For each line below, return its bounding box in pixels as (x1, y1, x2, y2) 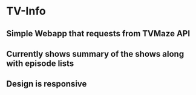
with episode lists (6, 58, 74, 68)
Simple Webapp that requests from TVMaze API (6, 28, 191, 39)
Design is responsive (6, 79, 87, 89)
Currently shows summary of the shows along (6, 48, 185, 59)
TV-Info (6, 4, 47, 18)
